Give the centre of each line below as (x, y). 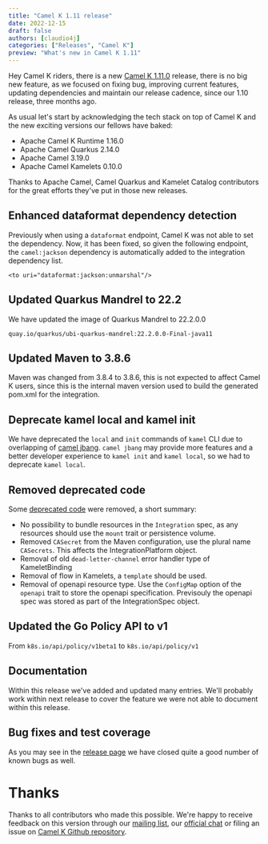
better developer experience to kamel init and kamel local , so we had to (129, 456)
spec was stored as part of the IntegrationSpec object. (110, 601)
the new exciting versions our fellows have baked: (91, 125)
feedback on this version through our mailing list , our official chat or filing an (134, 823)
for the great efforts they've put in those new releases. (98, 190)
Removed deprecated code (77, 490)
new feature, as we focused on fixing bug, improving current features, (124, 84)
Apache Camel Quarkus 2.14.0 (70, 149)
